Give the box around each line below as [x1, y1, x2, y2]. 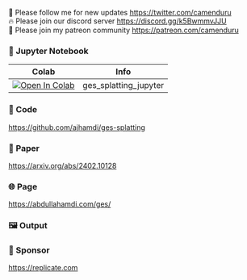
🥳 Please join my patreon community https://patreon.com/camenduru [8, 25, 240, 35]
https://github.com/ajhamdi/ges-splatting [8, 122, 145, 132]
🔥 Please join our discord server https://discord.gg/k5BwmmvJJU [8, 16, 228, 26]
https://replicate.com [8, 263, 78, 273]
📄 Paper [8, 142, 40, 153]
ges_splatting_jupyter [82, 80, 164, 91]
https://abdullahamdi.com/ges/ [8, 199, 111, 209]
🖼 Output [8, 220, 48, 232]
